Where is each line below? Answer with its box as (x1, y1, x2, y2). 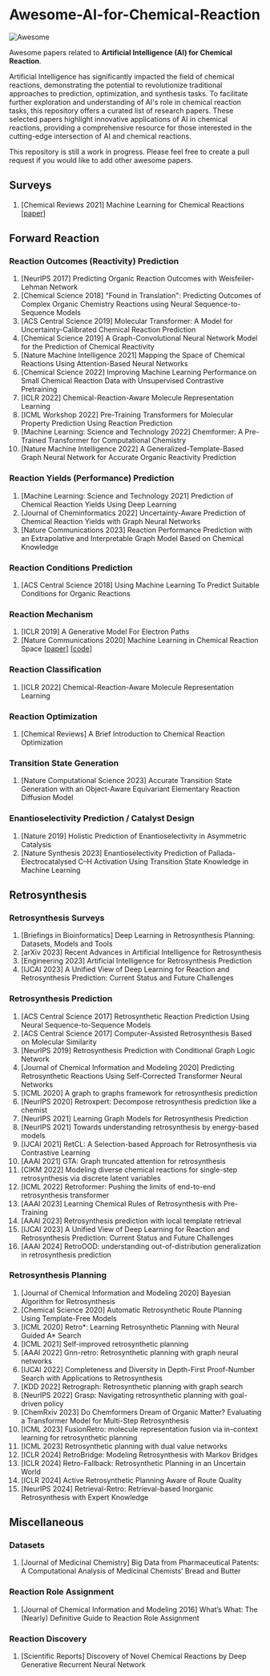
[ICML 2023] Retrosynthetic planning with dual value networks (20, 1441, 228, 1451)
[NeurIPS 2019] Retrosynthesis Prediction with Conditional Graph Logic (20, 1045, 256, 1055)
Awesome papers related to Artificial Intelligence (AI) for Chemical (9, 47, 233, 57)
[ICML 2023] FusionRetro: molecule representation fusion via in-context (20, 1424, 259, 1434)
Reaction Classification (9, 664, 102, 675)
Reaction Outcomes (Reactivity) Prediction (9, 256, 179, 267)
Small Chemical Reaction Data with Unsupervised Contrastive (20, 376, 224, 386)
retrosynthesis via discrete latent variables (20, 1173, 161, 1183)
